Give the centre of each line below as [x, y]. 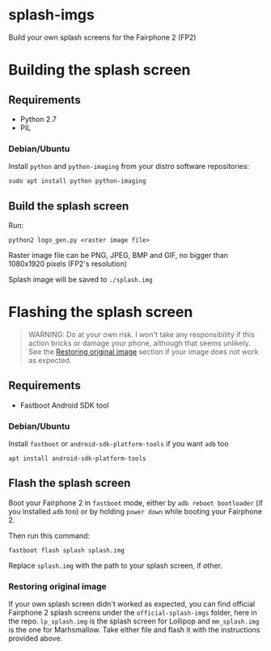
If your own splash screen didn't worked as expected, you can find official [132, 604]
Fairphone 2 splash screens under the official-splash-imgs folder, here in [133, 613]
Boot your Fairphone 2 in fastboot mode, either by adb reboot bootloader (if [135, 502]
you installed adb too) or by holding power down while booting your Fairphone [135, 511]
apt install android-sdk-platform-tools [78, 459]
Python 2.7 [38, 119]
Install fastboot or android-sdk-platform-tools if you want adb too [119, 444]
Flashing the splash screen [101, 312]
